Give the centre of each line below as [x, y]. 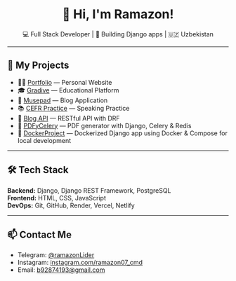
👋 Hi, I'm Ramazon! [118, 14]
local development [44, 140]
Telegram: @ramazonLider [56, 255]
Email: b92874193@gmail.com [61, 270]
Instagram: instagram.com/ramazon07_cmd [80, 263]
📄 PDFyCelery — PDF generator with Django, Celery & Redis [104, 125]
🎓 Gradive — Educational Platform [68, 90]
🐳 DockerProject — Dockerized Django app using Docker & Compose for [123, 133]
